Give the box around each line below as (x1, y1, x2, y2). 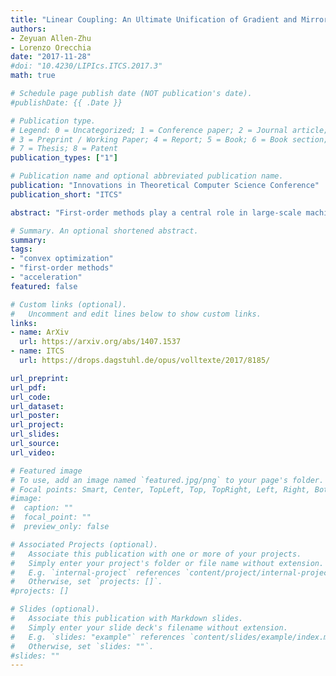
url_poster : (10, 411, 60, 421)
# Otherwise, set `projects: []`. (10, 577, 163, 587)
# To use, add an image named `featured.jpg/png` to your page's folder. (10, 475, 325, 485)
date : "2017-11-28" (10, 52, 92, 62)
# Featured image (10, 466, 83, 476)
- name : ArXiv (10, 327, 70, 338)
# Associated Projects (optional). (10, 539, 159, 550)
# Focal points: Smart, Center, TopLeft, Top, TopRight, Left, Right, (10, 484, 311, 495)
